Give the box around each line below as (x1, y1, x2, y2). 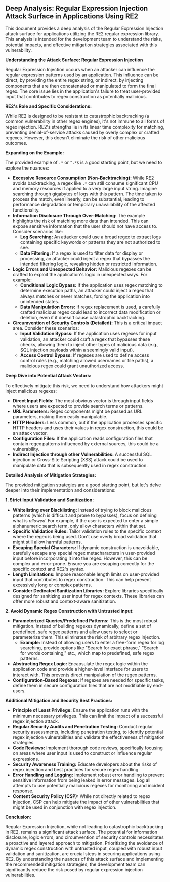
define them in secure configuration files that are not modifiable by (12, 682, 152, 688)
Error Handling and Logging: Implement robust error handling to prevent (12, 772, 164, 778)
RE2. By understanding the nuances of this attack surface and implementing (5, 856, 164, 862)
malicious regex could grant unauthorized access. (20, 363, 124, 369)
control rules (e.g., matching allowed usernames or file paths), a (20, 357, 154, 363)
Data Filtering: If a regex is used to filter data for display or (20, 250, 143, 256)
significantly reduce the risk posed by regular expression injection (5, 866, 143, 872)
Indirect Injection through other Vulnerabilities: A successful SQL (12, 451, 152, 457)
